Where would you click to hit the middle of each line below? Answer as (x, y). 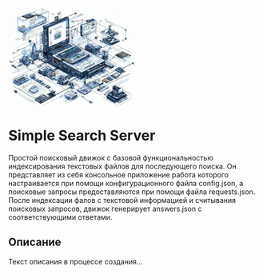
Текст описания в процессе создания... (76, 261)
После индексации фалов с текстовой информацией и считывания (122, 200)
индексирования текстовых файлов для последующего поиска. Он (123, 166)
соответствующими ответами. (60, 217)
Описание (35, 242)
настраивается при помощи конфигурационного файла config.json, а (126, 183)
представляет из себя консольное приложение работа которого (119, 174)
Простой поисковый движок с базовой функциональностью (111, 157)
